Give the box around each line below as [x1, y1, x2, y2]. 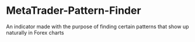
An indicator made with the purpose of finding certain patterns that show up [6, 23, 189, 30]
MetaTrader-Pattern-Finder [6, 4, 141, 17]
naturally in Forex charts [6, 29, 64, 36]
